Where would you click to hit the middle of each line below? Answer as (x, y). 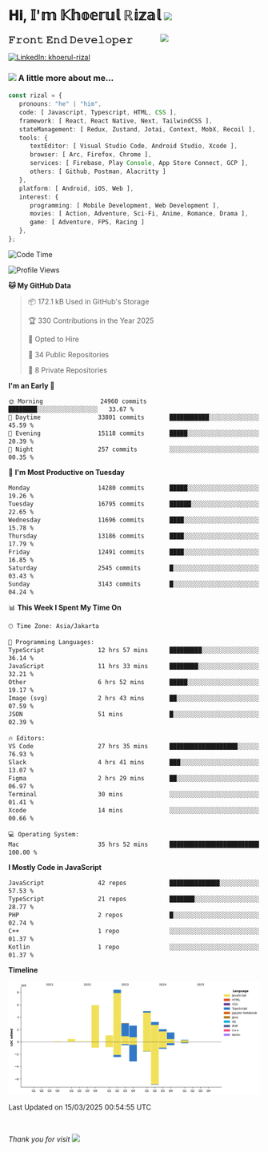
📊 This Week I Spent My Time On (65, 607)
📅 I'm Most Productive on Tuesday (67, 472)
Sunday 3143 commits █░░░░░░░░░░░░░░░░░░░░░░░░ (134, 584)
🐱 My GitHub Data (40, 285)
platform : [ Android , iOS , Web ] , (76, 188)
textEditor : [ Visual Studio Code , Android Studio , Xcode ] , (134, 146)
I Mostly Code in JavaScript (55, 867)
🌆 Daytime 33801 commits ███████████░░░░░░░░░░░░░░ (134, 417)
